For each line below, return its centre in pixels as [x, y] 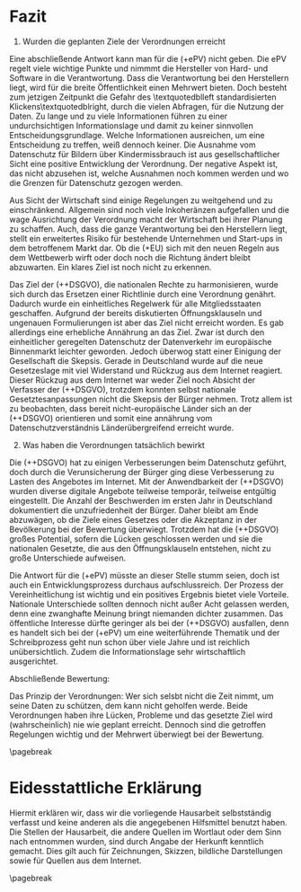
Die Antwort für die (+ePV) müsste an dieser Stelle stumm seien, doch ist [145, 575]
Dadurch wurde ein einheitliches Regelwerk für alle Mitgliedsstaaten [135, 304]
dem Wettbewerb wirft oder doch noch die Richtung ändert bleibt [130, 257]
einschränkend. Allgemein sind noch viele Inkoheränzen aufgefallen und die [150, 209]
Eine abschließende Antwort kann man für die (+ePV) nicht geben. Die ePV [148, 58]
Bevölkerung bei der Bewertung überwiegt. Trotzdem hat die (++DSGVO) [144, 529]
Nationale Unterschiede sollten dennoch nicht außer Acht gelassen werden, [149, 604]
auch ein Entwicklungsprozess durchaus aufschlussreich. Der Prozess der [146, 585]
